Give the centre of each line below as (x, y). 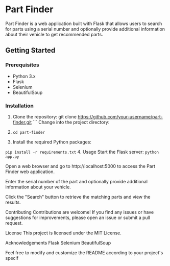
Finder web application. (30, 172)
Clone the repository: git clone (44, 116)
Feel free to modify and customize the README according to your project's (84, 252)
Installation (20, 106)
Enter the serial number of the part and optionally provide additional (77, 181)
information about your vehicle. (38, 187)
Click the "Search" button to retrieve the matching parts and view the (78, 197)
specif (12, 258)
